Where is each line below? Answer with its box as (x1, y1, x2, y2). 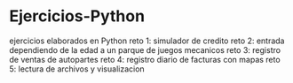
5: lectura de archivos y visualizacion (9, 64, 145, 74)
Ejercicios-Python (9, 6, 145, 26)
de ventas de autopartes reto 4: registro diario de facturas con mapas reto (9, 54, 281, 64)
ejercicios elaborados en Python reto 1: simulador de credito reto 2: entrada (9, 35, 285, 46)
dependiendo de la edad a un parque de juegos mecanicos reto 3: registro (9, 44, 281, 55)
